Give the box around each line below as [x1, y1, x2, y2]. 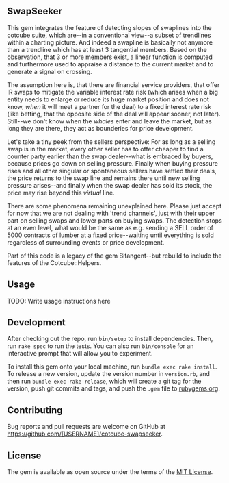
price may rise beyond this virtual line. [7, 188, 115, 197]
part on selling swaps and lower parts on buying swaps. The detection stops [7, 216, 222, 225]
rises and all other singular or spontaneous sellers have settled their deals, [7, 166, 217, 175]
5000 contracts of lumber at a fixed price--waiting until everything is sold [7, 231, 214, 239]
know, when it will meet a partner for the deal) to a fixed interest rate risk [7, 102, 212, 110]
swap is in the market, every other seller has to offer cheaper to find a [7, 145, 204, 153]
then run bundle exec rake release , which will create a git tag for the [7, 377, 202, 386]
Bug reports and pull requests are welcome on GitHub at [7, 423, 166, 431]
